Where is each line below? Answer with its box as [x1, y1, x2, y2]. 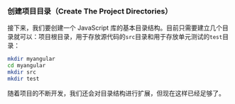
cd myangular [7, 62, 46, 69]
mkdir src [7, 69, 37, 76]
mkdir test [7, 75, 40, 82]
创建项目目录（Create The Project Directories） [7, 6, 173, 16]
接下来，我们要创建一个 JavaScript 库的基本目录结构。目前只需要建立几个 [7, 23, 223, 33]
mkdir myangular [7, 55, 55, 63]
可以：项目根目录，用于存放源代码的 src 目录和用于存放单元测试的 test [19, 33, 223, 41]
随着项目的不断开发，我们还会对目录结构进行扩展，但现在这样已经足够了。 [7, 88, 225, 97]
